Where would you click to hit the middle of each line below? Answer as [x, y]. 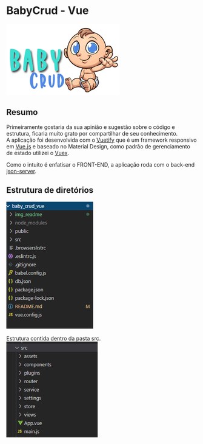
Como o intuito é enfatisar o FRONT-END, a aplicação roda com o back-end [101, 164]
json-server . [22, 171]
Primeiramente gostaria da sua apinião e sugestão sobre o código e [91, 127]
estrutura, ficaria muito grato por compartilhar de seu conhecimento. [92, 133]
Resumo [22, 112]
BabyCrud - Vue [48, 11]
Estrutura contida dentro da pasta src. [54, 338]
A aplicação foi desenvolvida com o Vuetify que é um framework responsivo [101, 140]
